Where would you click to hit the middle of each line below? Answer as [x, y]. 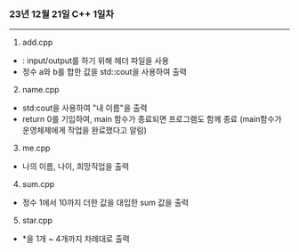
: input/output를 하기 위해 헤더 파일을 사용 [95, 61]
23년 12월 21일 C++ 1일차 [61, 13]
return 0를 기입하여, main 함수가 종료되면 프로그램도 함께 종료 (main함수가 [152, 119]
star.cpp [37, 221]
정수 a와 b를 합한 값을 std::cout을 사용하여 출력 [104, 72]
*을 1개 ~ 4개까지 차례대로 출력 [76, 239]
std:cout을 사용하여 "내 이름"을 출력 [85, 108]
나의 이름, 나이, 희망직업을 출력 [76, 167]
